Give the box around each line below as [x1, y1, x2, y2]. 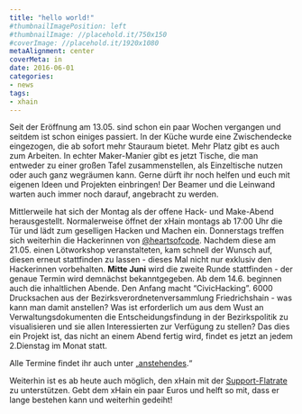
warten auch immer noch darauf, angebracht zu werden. [9, 189, 219, 199]
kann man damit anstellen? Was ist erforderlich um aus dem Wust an [9, 302, 264, 313]
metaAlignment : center [9, 47, 95, 56]
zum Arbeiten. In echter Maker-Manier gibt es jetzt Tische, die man [9, 151, 259, 161]
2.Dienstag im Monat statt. [9, 340, 108, 352]
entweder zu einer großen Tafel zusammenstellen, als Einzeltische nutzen [9, 160, 283, 171]
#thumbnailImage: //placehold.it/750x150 [9, 30, 168, 39]
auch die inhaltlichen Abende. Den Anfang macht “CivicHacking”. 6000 [9, 283, 273, 294]
